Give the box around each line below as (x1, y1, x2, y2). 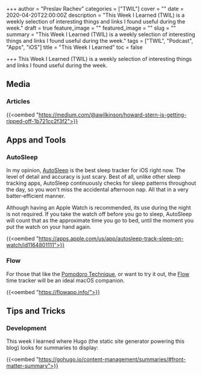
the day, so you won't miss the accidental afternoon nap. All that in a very (6, 186, 189, 193)
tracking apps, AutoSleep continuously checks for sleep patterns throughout (6, 179, 197, 187)
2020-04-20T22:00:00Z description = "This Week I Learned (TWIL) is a (6, 11, 185, 19)
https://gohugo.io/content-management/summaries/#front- (38, 356, 186, 363)
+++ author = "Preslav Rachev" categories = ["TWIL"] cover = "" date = (6, 5, 184, 12)
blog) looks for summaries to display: (6, 344, 98, 351)
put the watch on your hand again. (6, 223, 92, 231)
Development (6, 324, 47, 332)
